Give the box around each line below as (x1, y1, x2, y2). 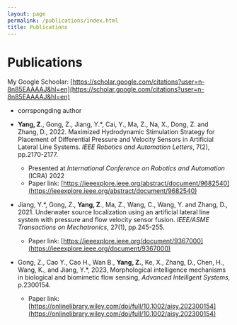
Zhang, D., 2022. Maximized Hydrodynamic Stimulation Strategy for (17, 128, 215, 136)
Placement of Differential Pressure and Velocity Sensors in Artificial (17, 136, 214, 144)
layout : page (7, 10, 46, 18)
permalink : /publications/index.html (7, 17, 119, 24)
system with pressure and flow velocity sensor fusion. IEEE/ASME (17, 216, 210, 224)
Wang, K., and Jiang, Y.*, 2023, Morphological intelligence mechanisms (17, 265, 226, 274)
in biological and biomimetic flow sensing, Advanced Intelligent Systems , (17, 273, 231, 282)
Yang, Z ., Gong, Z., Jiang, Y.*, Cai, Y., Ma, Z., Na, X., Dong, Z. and (17, 120, 209, 128)
